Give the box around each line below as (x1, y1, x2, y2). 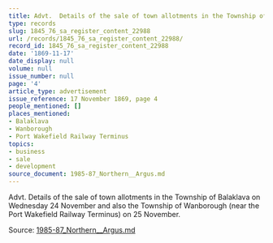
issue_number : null (8, 72, 75, 80)
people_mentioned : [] (8, 102, 82, 110)
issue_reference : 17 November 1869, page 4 (8, 95, 158, 103)
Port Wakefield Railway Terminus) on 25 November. (8, 210, 181, 219)
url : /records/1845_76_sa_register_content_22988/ (8, 34, 184, 43)
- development (8, 163, 57, 171)
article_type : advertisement (8, 87, 107, 96)
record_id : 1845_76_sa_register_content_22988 (8, 42, 169, 50)
